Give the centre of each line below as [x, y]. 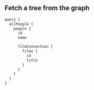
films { [30, 51]
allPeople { [21, 24]
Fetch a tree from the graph [47, 8]
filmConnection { [35, 47]
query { [12, 19]
